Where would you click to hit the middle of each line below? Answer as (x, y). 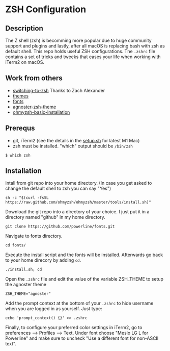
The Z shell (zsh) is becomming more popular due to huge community (78, 40)
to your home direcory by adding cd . (43, 260)
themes (21, 96)
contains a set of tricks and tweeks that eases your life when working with (83, 57)
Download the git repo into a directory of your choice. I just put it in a (77, 212)
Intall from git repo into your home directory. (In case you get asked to (79, 183)
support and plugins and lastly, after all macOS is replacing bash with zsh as (85, 46)
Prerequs (20, 128)
